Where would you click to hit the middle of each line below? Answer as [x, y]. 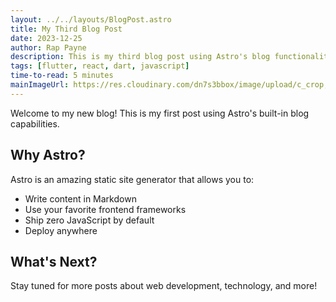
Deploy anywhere [61, 230]
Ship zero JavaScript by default [89, 220]
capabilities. [35, 123]
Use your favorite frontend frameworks [105, 209]
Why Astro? [48, 155]
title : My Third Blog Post [66, 29]
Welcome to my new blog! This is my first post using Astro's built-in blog [160, 113]
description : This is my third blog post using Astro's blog [140, 57]
